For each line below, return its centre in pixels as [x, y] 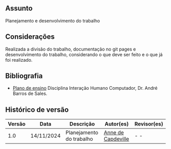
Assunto [19, 8]
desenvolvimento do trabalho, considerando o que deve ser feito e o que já [84, 54]
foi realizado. [19, 60]
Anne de [114, 133]
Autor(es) [117, 124]
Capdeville [116, 139]
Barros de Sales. [30, 93]
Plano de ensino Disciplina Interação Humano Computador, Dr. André [85, 88]
